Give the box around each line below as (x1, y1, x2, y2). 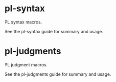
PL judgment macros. (4, 61, 47, 67)
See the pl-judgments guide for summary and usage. (4, 71, 111, 77)
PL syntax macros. (4, 19, 42, 25)
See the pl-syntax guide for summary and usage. (4, 28, 103, 34)
